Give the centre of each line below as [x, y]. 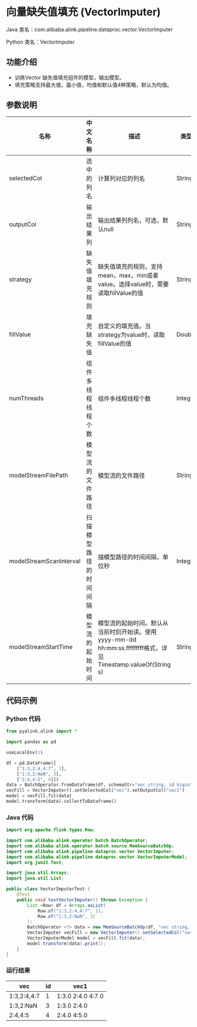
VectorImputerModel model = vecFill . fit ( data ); [86, 938]
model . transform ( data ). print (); [67, 943]
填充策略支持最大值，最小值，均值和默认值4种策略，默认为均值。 [93, 85]
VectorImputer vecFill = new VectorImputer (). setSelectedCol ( [105, 933]
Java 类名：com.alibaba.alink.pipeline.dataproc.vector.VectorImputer [89, 29]
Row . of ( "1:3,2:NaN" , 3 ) [66, 916]
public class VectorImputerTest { [48, 889]
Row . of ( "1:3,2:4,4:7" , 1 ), [70, 911]
